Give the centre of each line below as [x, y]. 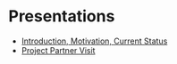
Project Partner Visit [58, 50]
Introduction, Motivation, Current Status [94, 41]
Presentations [62, 16]
